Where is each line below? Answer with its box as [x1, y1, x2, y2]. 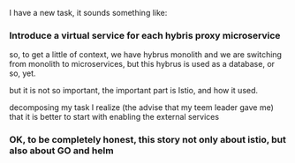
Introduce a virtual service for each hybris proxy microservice [9, 29, 281, 41]
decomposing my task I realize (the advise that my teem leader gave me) [9, 102, 274, 113]
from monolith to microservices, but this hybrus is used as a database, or [9, 59, 276, 70]
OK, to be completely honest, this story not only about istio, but [9, 134, 287, 146]
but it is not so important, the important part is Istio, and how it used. [9, 85, 259, 96]
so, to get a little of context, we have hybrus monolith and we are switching [9, 49, 283, 60]
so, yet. [9, 68, 37, 78]
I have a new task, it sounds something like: [9, 8, 168, 18]
